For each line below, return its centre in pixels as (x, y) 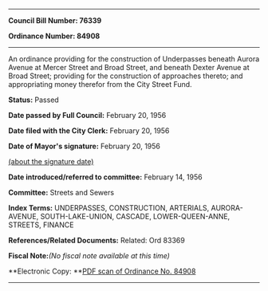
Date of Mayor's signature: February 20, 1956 (85, 146)
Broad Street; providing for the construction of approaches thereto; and (126, 76)
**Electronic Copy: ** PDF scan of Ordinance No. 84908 (102, 271)
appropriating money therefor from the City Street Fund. (100, 84)
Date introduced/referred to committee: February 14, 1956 (105, 177)
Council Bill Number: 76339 (55, 20)
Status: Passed (34, 100)
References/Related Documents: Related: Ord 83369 (97, 240)
